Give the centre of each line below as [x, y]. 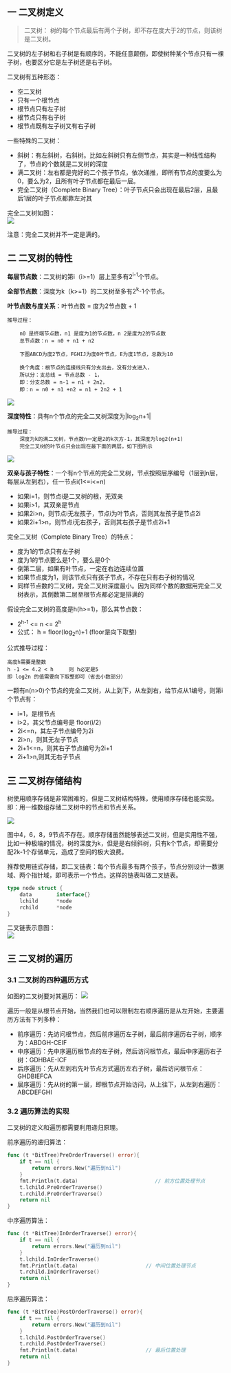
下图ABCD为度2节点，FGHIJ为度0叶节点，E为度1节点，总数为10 [96, 354]
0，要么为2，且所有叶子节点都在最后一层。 [78, 180]
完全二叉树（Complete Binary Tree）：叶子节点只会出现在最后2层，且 [114, 189]
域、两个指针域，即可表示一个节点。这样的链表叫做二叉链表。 [95, 875]
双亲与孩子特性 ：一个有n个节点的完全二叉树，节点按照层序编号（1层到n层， [114, 473]
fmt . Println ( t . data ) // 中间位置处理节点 [108, 1266]
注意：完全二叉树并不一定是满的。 [55, 234]
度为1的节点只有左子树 [48, 551]
